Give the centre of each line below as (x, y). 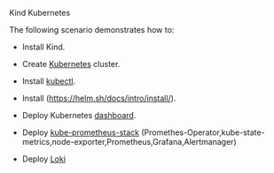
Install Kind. (43, 47)
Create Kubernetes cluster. (71, 64)
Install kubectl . (49, 81)
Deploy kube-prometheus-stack (81, 132)
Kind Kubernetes (40, 13)
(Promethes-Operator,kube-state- (203, 132)
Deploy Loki (44, 159)
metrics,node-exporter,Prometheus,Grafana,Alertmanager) (129, 142)
